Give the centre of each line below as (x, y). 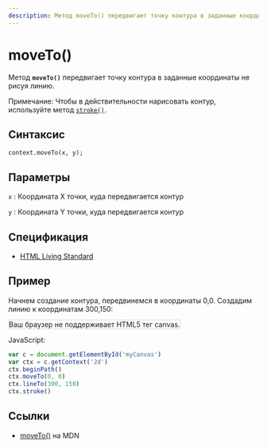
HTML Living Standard (56, 256)
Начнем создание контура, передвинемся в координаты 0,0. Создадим (130, 301)
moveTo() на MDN (49, 435)
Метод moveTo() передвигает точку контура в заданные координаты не (129, 77)
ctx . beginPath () (35, 369)
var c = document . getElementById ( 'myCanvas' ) (85, 354)
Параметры (39, 177)
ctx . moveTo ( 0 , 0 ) (37, 377)
